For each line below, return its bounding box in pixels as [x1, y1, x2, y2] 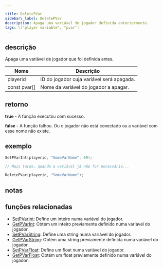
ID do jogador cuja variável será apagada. [40, 76, 135, 83]
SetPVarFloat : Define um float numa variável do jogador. [12, 247, 125, 253]
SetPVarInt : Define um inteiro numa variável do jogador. [12, 216, 124, 222]
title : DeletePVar [5, 11, 42, 16]
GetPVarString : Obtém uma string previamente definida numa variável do [12, 236, 159, 242]
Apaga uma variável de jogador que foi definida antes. [5, 56, 114, 62]
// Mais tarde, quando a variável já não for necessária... [5, 164, 130, 169]
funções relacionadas [5, 203, 72, 211]
